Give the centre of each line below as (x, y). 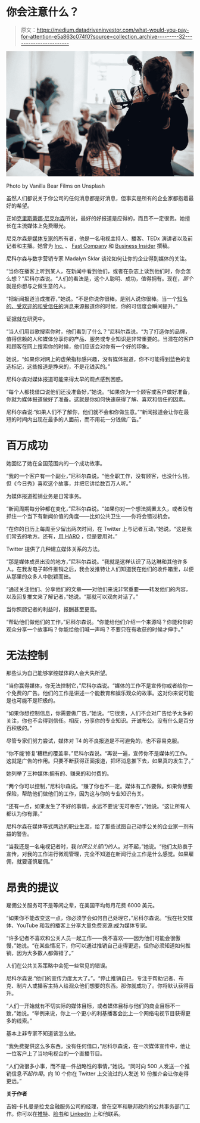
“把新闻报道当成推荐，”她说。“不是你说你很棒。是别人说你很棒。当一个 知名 (97, 298)
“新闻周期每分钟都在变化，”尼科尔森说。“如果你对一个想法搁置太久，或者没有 (100, 508)
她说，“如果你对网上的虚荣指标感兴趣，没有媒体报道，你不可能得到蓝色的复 (99, 359)
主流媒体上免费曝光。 (43, 225)
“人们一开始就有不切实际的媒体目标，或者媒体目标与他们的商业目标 (88, 1006)
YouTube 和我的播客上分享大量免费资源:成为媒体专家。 (83, 926)
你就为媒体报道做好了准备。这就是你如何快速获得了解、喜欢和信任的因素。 (97, 399)
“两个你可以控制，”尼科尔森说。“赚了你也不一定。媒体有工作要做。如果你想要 (100, 786)
